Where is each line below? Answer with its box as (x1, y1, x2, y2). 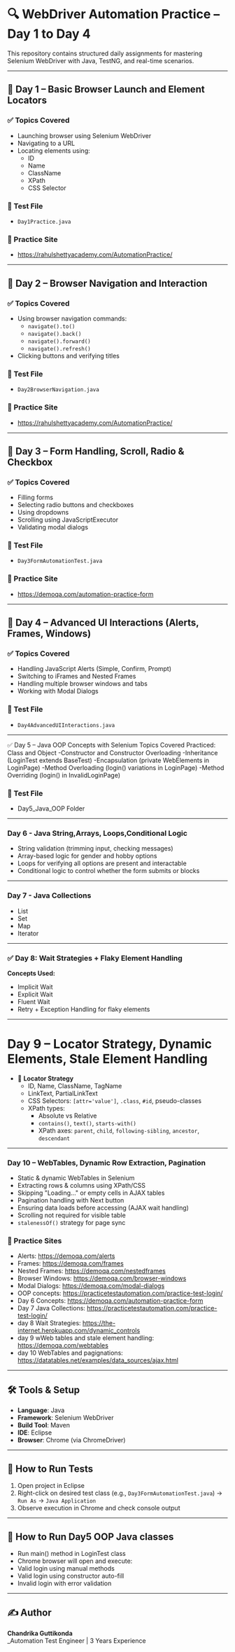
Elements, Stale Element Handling (7, 1051, 208, 1067)
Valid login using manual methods (17, 1564, 115, 1572)
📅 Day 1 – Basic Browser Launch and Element (7, 83, 205, 95)
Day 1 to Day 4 (7, 26, 91, 42)
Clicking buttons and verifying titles (17, 351, 120, 360)
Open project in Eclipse (17, 1482, 85, 1490)
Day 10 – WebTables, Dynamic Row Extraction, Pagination (7, 1158, 206, 1167)
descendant (38, 1135, 70, 1142)
